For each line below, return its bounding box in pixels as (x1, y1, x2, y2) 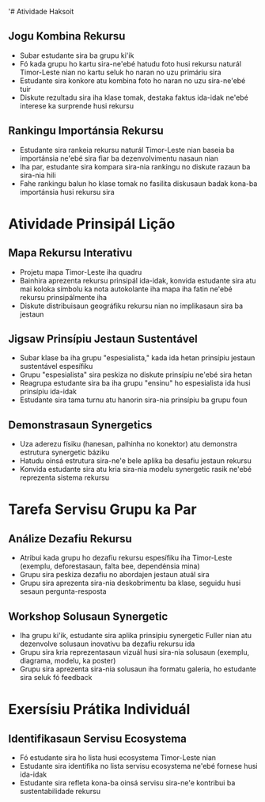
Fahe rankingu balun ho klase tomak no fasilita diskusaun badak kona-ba (19, 178, 258, 188)
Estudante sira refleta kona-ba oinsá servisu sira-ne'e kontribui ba (19, 778, 236, 788)
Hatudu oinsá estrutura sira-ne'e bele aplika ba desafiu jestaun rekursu (19, 456, 252, 466)
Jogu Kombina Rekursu (8, 29, 126, 43)
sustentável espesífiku (19, 362, 93, 371)
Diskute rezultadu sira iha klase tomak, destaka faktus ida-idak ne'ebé (19, 93, 249, 102)
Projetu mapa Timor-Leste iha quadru (19, 267, 142, 276)
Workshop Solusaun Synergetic (8, 610, 168, 623)
